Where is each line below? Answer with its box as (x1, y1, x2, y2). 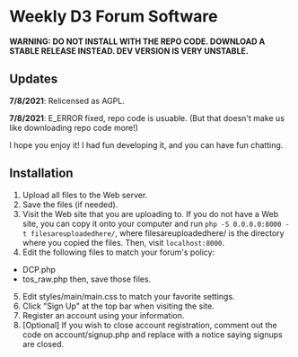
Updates (9, 72, 58, 87)
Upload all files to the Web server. (22, 189, 148, 200)
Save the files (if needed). (22, 199, 118, 210)
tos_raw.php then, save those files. (22, 274, 152, 284)
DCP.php (22, 264, 57, 274)
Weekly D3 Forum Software (9, 6, 218, 27)
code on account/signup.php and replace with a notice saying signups (22, 329, 283, 340)
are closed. (22, 338, 65, 349)
